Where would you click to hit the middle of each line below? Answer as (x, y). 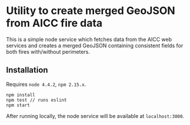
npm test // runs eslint (36, 100)
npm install (21, 95)
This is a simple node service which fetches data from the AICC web (89, 39)
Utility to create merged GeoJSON (91, 11)
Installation (27, 70)
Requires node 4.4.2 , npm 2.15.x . (46, 84)
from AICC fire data (54, 23)
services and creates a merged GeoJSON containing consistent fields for (95, 46)
